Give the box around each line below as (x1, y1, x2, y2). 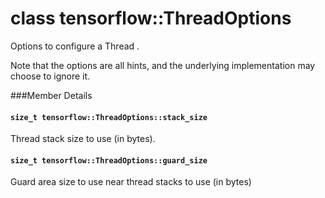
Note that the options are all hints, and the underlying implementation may (10, 59, 316, 71)
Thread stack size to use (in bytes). (10, 133, 156, 145)
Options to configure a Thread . (10, 40, 140, 52)
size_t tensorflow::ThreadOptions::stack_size (10, 112, 208, 122)
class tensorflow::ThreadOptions (10, 7, 292, 30)
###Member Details (10, 89, 93, 101)
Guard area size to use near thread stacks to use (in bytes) (10, 176, 252, 188)
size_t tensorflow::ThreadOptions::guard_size (10, 155, 208, 166)
